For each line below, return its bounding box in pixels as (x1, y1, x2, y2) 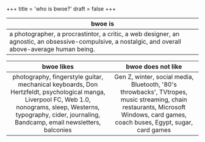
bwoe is (90, 19, 115, 28)
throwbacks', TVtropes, (120, 88, 188, 96)
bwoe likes (41, 63, 74, 70)
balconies (43, 126, 72, 134)
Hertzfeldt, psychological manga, (10, 88, 106, 96)
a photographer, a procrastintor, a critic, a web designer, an (9, 30, 180, 38)
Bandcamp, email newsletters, (15, 118, 101, 126)
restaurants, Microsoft (122, 103, 186, 111)
